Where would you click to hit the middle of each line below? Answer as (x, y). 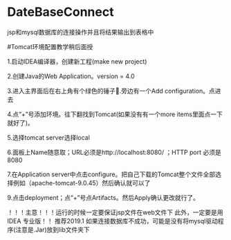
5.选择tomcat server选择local (48, 137)
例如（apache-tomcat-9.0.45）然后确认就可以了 (82, 183)
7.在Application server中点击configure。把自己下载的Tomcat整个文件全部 (111, 174)
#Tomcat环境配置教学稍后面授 (50, 46)
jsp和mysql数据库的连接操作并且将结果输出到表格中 (81, 32)
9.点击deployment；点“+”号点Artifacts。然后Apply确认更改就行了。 (103, 197)
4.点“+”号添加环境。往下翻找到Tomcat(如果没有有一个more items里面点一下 (115, 114)
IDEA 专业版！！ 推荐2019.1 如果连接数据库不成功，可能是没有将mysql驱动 (112, 221)
